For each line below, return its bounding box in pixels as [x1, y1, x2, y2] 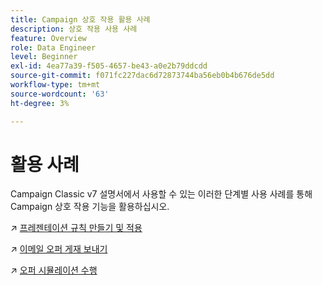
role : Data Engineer [10, 42, 97, 53]
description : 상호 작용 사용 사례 [10, 24, 138, 34]
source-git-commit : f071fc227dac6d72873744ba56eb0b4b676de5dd [10, 71, 275, 81]
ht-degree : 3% [10, 98, 70, 108]
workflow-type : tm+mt [10, 80, 101, 90]
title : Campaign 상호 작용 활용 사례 [10, 14, 151, 25]
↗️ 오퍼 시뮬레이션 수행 [10, 264, 98, 276]
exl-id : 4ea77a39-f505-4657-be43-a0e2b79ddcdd [10, 61, 208, 71]
